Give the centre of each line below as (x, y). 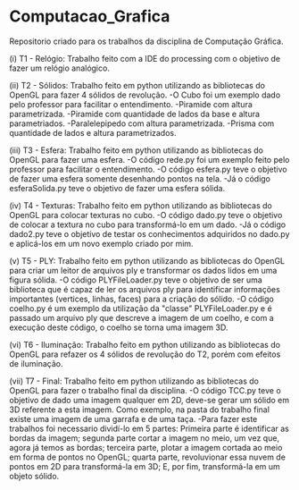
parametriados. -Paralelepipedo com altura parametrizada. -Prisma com (142, 123)
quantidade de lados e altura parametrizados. (93, 132)
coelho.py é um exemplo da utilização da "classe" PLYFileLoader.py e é (141, 308)
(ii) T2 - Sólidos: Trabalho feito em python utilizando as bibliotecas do (137, 85)
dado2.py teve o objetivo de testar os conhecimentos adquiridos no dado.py (149, 233)
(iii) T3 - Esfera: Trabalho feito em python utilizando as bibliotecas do (136, 150)
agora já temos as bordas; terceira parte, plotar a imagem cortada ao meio (146, 447)
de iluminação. (36, 363)
